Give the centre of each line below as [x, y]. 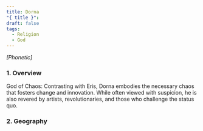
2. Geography [27, 121]
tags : [13, 29]
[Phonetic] [19, 57]
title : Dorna [23, 12]
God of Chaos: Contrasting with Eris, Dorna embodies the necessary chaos [100, 86]
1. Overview [24, 73]
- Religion [26, 35]
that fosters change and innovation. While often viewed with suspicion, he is [101, 93]
